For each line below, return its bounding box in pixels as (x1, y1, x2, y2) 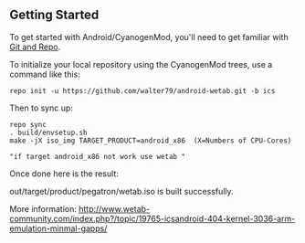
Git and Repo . (9, 41, 61, 52)
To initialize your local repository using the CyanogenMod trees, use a (9, 58, 273, 69)
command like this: (9, 69, 80, 79)
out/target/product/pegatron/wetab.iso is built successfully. (9, 185, 235, 196)
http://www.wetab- (79, 203, 151, 214)
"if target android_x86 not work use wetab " (9, 152, 185, 161)
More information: (9, 203, 78, 214)
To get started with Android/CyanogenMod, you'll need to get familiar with (9, 31, 289, 42)
